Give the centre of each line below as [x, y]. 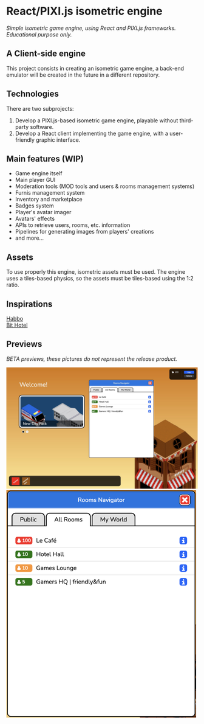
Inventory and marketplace [49, 200]
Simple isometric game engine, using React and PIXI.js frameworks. [91, 28]
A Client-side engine [46, 54]
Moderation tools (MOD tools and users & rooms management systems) [105, 186]
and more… [29, 238]
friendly [25, 140]
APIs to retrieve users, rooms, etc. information [73, 225]
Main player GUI [35, 180]
